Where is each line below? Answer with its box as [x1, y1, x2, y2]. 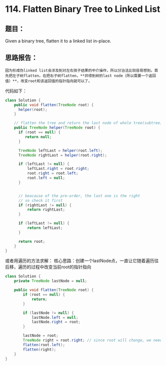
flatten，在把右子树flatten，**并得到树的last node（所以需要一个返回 [23, 73, 157, 78]
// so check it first [18, 198, 63, 203]
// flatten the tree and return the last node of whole [14, 121, 132, 126]
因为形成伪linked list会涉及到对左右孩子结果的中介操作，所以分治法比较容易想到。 [5, 68, 155, 73]
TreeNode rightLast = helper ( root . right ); [18, 152, 107, 157]
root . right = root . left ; [27, 171, 79, 176]
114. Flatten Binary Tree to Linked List [5, 3, 161, 15]
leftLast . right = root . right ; [27, 166, 90, 171]
